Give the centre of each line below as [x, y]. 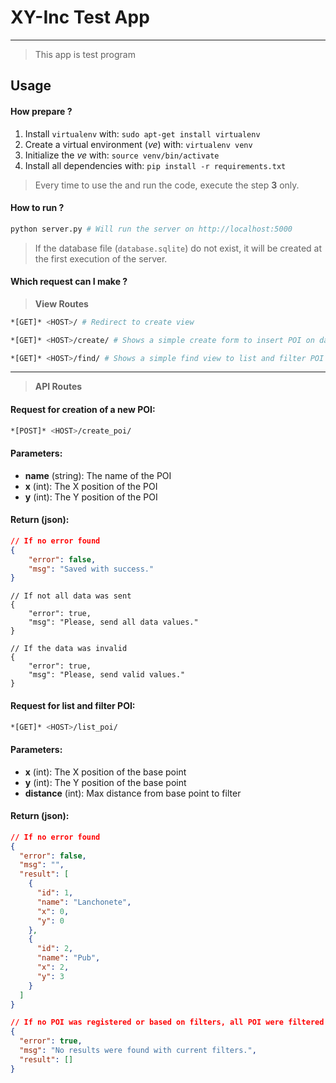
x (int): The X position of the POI [91, 486]
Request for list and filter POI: [73, 705]
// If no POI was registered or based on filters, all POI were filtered [167, 1022]
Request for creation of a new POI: [83, 410]
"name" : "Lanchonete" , [84, 902]
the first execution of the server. [101, 258]
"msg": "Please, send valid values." [107, 675]
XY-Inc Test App [80, 17]
